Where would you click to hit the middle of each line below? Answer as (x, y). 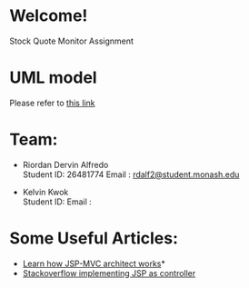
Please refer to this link (52, 103)
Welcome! (49, 16)
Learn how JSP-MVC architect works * (94, 263)
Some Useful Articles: (94, 238)
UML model (53, 78)
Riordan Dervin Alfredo (65, 164)
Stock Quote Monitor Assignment (72, 41)
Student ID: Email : (57, 202)
